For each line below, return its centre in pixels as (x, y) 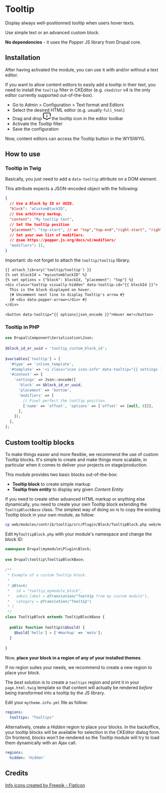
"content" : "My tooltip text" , (42, 219)
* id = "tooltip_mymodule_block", (45, 591)
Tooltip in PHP (22, 327)
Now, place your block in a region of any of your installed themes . (74, 658)
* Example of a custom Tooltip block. (47, 575)
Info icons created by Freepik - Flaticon (45, 785)
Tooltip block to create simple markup (51, 484)
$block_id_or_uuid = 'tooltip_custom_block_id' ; (56, 348)
